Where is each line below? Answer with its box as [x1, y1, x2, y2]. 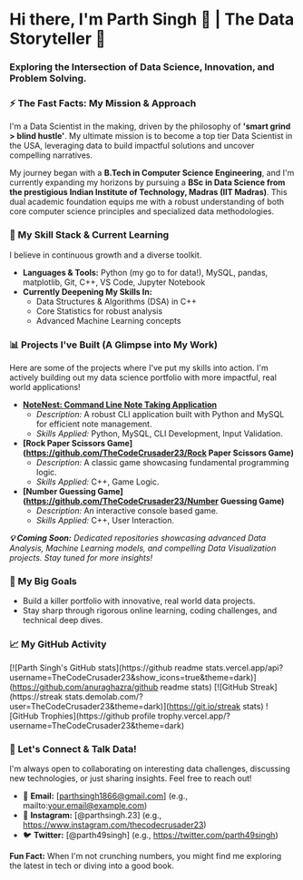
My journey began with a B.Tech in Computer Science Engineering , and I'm [9, 168, 295, 179]
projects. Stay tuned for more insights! [9, 552, 152, 562]
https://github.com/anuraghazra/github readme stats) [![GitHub [12, 681, 249, 692]
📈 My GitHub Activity [9, 638, 107, 650]
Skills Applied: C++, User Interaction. [35, 515, 175, 525]
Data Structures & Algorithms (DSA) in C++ [35, 296, 197, 307]
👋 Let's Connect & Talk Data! [9, 742, 138, 755]
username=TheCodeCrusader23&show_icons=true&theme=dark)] [9, 671, 257, 682]
